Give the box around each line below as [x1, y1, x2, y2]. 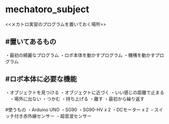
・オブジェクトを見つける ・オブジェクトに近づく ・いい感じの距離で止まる [5, 89, 164, 95]
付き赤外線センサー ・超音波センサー [14, 113, 92, 119]
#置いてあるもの [5, 37, 57, 46]
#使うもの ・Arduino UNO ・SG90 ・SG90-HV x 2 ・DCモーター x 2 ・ [5, 106, 155, 113]
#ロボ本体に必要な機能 [5, 75, 77, 84]
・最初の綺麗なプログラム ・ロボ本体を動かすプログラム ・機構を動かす [5, 52, 156, 58]
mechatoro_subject [5, 4, 89, 15]
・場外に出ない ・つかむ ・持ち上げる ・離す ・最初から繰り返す [9, 95, 144, 102]
